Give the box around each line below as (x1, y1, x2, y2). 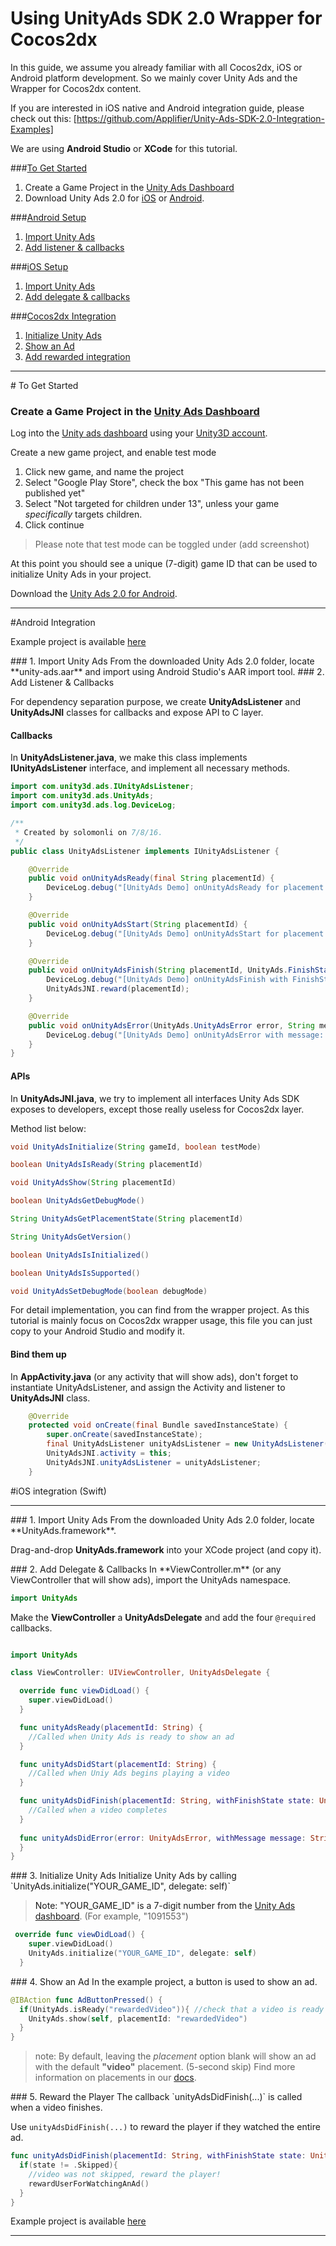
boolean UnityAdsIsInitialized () (10, 1250, 150, 1260)
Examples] (10, 123, 54, 135)
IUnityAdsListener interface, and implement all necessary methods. (10, 762, 291, 774)
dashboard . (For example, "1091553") (34, 1910, 189, 1922)
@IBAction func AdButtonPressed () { (10, 1995, 163, 2005)
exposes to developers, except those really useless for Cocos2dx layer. (10, 1103, 305, 1115)
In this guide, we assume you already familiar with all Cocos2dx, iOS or (10, 61, 303, 73)
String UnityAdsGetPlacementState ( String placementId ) (10, 1214, 244, 1224)
